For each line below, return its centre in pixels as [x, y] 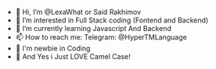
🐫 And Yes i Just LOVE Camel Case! [73, 57]
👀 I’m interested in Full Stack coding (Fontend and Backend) [112, 20]
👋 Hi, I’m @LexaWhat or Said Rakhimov [78, 12]
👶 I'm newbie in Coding [53, 48]
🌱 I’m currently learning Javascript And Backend [94, 28]
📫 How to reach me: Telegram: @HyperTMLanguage [101, 37]
